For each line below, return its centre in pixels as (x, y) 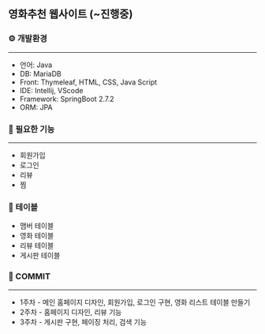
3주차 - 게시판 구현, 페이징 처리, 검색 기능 (83, 321)
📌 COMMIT (30, 276)
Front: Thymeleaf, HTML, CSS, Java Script (88, 82)
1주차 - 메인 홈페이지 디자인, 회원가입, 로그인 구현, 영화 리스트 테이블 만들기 (135, 302)
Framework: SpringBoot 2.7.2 (67, 99)
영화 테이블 (37, 236)
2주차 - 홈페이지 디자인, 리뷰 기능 (71, 312)
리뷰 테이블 (37, 246)
